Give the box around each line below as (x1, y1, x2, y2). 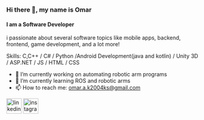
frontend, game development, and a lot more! (6, 41, 120, 48)
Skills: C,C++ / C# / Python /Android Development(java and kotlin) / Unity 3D (6, 52, 199, 60)
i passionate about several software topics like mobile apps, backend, (6, 34, 181, 41)
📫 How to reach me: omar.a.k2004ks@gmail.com (15, 84, 141, 91)
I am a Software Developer (6, 21, 75, 28)
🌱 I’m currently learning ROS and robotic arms (15, 77, 131, 85)
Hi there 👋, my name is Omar (6, 5, 92, 14)
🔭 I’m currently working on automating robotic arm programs (15, 71, 167, 78)
